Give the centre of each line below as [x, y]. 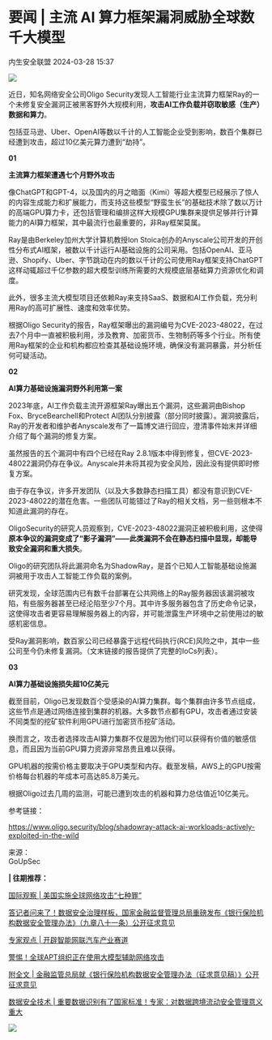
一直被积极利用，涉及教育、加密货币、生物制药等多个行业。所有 [147, 335]
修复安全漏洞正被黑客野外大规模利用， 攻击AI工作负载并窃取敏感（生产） [141, 104]
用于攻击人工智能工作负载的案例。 [79, 576]
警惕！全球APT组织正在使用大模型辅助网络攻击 [86, 957]
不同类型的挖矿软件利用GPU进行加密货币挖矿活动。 [94, 721]
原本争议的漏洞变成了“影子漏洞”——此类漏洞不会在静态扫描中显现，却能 [130, 538]
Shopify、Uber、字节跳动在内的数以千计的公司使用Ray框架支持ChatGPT [142, 260]
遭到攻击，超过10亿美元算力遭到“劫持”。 [82, 142]
